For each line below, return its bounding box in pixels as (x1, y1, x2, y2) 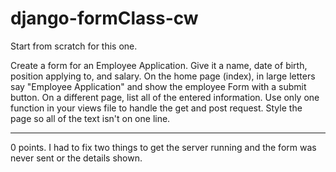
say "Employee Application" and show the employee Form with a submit (10, 80, 307, 92)
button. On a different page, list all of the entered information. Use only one (10, 91, 320, 103)
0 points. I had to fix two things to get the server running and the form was (10, 141, 317, 153)
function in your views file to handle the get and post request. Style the (10, 102, 303, 114)
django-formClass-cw (10, 7, 199, 30)
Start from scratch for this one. (10, 40, 138, 52)
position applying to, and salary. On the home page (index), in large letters (10, 70, 316, 82)
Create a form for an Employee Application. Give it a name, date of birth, (10, 59, 308, 71)
